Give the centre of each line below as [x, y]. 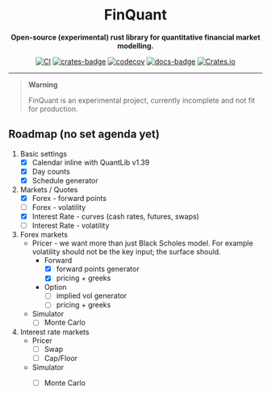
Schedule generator [65, 180]
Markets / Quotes [49, 189]
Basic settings [43, 153]
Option [55, 287]
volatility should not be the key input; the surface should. [126, 252]
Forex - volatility [59, 207]
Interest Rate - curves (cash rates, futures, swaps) [116, 216]
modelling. [135, 45]
